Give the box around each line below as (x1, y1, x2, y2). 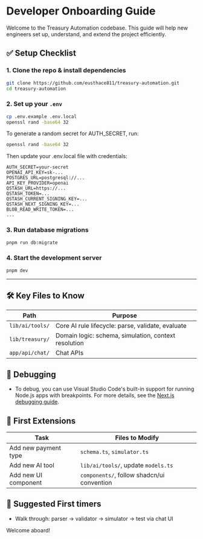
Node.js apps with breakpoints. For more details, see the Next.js (14, 392, 175, 399)
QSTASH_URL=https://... (6, 185, 66, 191)
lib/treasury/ (9, 336, 50, 343)
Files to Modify (115, 433, 159, 442)
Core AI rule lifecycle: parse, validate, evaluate (55, 322, 187, 330)
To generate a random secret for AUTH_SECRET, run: (6, 130, 139, 137)
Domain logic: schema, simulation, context (55, 331, 175, 340)
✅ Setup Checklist (6, 48, 77, 59)
